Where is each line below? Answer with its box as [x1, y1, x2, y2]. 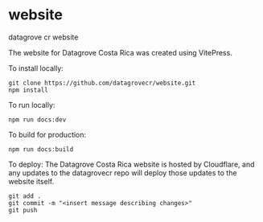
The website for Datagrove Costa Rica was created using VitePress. [8, 47, 233, 57]
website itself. [8, 176, 55, 186]
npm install [8, 86, 48, 94]
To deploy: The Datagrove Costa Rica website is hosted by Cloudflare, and [8, 159, 255, 169]
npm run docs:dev [8, 115, 67, 124]
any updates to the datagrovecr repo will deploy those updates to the [8, 167, 237, 178]
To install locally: [8, 63, 64, 73]
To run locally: [8, 100, 55, 109]
